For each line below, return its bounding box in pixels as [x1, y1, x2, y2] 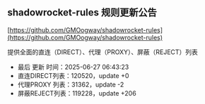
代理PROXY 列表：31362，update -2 [17, 80, 124, 89]
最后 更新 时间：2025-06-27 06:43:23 [17, 63, 129, 71]
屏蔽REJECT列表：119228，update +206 [17, 89, 136, 97]
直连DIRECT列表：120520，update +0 [17, 71, 129, 79]
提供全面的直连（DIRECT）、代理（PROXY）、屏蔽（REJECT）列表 [7, 48, 198, 56]
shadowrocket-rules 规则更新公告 [7, 6, 157, 19]
